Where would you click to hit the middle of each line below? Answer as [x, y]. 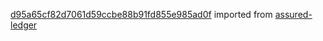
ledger [24, 25]
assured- [293, 14]
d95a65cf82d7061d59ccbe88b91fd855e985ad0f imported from [141, 14]
